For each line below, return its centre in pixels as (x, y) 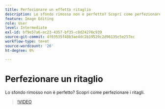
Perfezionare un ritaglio (54, 79)
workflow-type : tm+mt (27, 42)
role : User (16, 23)
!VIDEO (24, 102)
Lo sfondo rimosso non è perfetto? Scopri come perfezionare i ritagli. (75, 92)
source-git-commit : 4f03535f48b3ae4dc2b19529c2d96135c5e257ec (70, 37)
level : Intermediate (26, 28)
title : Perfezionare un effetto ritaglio (48, 10)
